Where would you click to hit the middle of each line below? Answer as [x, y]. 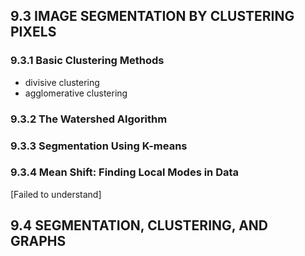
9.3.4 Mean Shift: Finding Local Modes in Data [125, 172]
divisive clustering [62, 82]
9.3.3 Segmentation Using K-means [99, 146]
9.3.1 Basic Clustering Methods [87, 61]
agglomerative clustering [76, 93]
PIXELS [33, 32]
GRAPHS [38, 241]
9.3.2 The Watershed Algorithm [89, 119]
